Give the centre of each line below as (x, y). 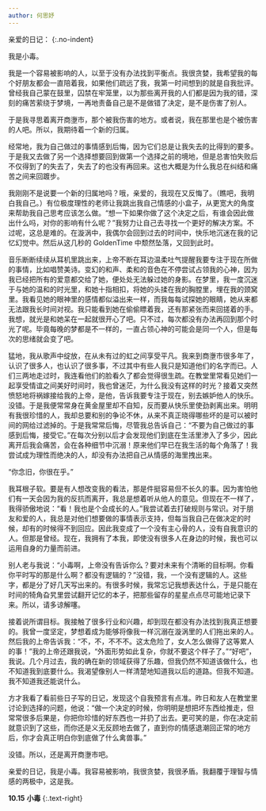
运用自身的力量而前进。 (46, 548)
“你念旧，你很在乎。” (41, 471)
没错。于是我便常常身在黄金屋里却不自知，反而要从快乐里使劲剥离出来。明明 (133, 405)
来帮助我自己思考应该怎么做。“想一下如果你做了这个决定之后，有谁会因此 (128, 213)
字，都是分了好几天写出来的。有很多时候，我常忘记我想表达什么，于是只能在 (133, 585)
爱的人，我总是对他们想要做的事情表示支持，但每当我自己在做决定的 (133, 518)
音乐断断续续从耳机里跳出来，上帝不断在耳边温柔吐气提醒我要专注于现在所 (129, 259)
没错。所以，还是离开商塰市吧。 (60, 754)
